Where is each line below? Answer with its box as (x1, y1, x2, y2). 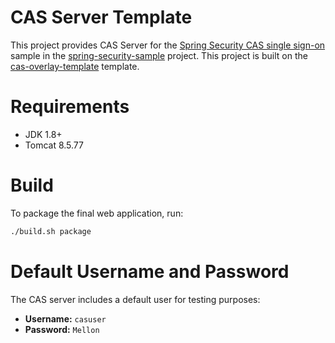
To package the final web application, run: (10, 207, 184, 219)
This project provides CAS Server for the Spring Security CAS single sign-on (10, 39, 326, 51)
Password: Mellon (24, 323, 100, 335)
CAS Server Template (10, 6, 193, 29)
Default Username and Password (10, 260, 290, 283)
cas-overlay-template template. (10, 60, 140, 72)
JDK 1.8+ (24, 128, 63, 140)
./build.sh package (10, 226, 92, 236)
